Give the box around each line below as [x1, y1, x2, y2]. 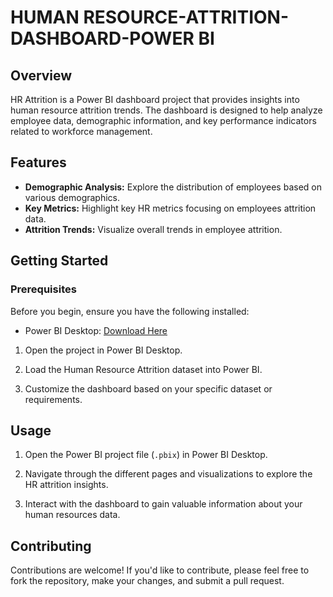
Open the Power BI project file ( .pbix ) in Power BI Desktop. [24, 449, 268, 461]
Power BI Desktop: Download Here [24, 324, 168, 336]
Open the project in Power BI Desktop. [24, 344, 183, 356]
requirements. [24, 393, 83, 405]
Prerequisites [10, 282, 77, 296]
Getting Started [10, 252, 109, 270]
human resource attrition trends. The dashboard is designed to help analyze [10, 104, 323, 116]
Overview [10, 67, 73, 84]
